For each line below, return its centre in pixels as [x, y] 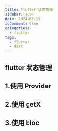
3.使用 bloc [22, 123]
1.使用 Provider [28, 86]
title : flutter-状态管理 [29, 10]
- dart [16, 46]
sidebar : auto [20, 14]
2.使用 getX [23, 104]
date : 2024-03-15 [23, 19]
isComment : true [22, 23]
